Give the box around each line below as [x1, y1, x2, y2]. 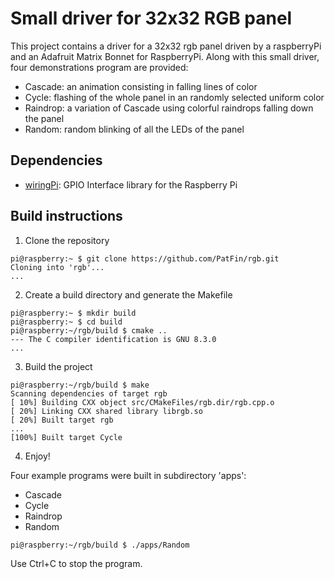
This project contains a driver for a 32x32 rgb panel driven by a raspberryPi [10, 40, 322, 52]
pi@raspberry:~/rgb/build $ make [10, 380, 150, 390]
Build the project [24, 360, 93, 372]
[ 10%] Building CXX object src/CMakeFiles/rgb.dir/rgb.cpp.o [10, 397, 275, 407]
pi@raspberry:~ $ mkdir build [10, 308, 137, 318]
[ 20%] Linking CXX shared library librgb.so [10, 406, 203, 416]
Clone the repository [24, 234, 110, 246]
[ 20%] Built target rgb [10, 415, 114, 425]
